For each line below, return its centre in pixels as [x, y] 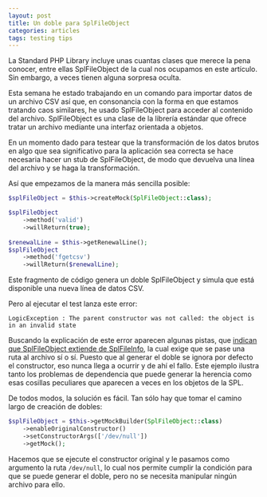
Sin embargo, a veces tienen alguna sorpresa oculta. [95, 78]
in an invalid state [43, 326]
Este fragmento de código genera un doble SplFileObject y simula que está [132, 280]
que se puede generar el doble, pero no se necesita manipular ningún [123, 475]
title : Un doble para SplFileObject [69, 23]
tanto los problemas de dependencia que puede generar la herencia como [130, 374]
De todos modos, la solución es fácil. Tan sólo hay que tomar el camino [125, 398]
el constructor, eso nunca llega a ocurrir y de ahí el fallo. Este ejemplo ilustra [133, 366]
